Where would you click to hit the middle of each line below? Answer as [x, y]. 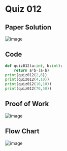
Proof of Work [27, 104]
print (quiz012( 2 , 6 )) [26, 75]
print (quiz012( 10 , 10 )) [28, 84]
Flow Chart [22, 131]
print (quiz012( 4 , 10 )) [27, 80]
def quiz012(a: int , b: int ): [34, 66]
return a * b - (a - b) [32, 70]
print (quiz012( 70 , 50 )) [28, 89]
